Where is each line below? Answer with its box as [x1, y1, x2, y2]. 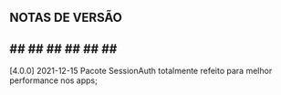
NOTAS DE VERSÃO [9, 10, 123, 26]
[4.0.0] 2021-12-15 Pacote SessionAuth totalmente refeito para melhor [9, 66, 273, 77]
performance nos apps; [9, 75, 98, 86]
